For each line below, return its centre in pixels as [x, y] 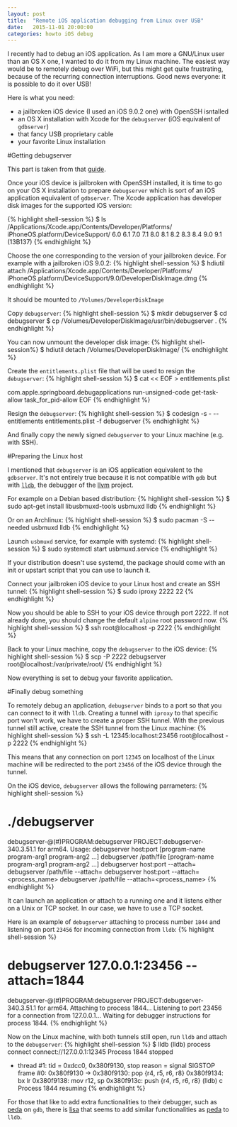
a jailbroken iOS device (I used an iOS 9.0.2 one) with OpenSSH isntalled [123, 111]
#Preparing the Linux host [45, 456]
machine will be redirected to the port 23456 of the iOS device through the [115, 764]
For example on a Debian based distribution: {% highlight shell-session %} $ [118, 499]
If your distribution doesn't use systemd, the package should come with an [116, 563]
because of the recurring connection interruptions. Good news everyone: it [117, 77]
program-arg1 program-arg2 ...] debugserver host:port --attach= [102, 864]
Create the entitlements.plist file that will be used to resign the [102, 371]
